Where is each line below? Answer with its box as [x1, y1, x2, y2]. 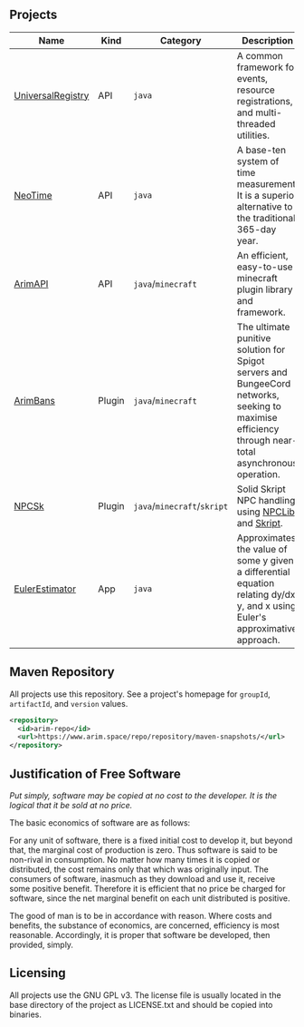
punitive [236, 331, 271, 344]
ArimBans [14, 394, 56, 406]
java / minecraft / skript [133, 499, 229, 512]
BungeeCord [236, 377, 291, 389]
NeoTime [14, 189, 52, 201]
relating [236, 588, 270, 601]
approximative [236, 621, 298, 634]
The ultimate [236, 320, 290, 333]
